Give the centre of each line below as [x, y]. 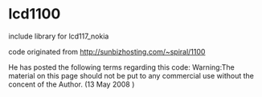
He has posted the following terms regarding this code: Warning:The [121, 67]
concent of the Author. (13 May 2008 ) [72, 84]
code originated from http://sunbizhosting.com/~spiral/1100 [107, 51]
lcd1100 [35, 14]
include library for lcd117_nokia [59, 36]
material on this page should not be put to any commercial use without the [131, 75]
